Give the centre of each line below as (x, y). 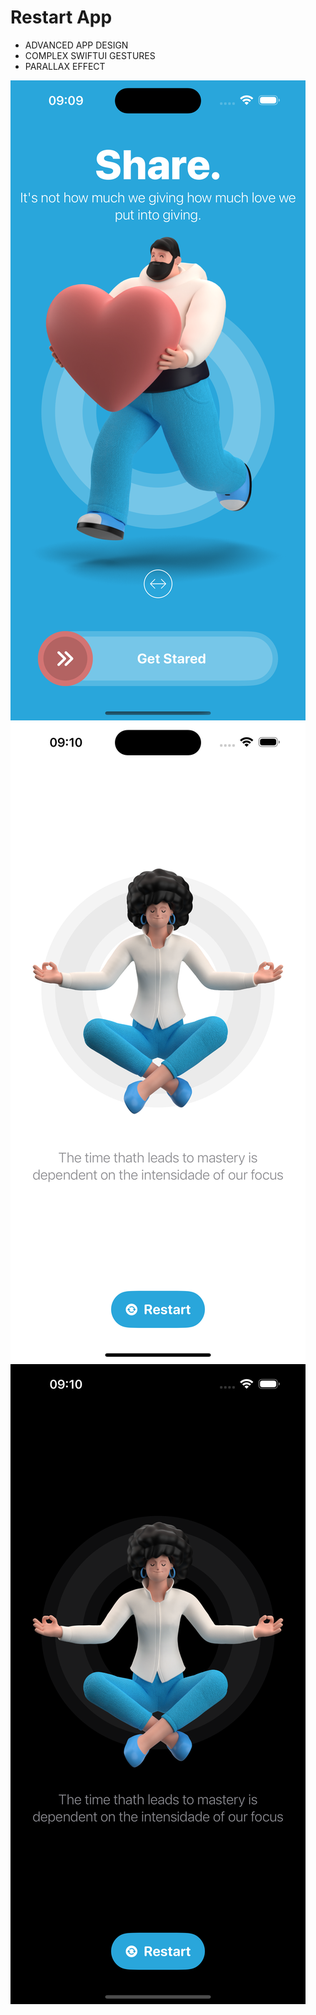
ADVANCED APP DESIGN (76, 45)
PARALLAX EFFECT (65, 66)
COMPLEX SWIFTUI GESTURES (90, 55)
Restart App (61, 17)
